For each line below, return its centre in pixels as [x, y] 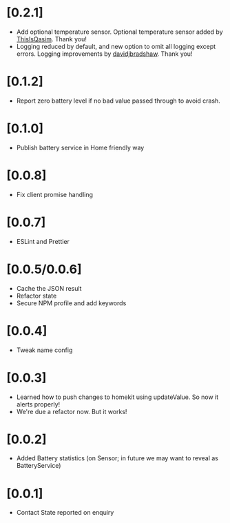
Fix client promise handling [55, 194]
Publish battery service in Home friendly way [80, 147]
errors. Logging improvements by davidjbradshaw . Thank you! [104, 54]
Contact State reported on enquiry [65, 513]
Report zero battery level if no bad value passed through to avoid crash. [118, 101]
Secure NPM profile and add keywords [71, 303]
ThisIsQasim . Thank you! [51, 39]
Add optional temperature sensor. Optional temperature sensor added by [119, 32]
